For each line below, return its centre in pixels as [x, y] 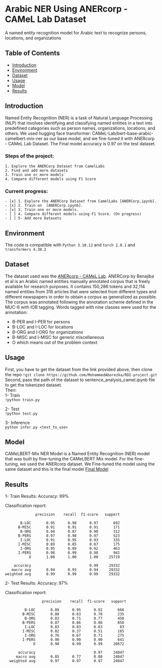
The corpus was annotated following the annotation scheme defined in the [79, 302]
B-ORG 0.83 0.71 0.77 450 [74, 618]
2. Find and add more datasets [37, 170]
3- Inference [17, 422]
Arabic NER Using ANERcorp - [66, 9]
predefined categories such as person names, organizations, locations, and [80, 128]
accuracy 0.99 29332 [67, 566]
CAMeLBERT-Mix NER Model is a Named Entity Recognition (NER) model [77, 454]
